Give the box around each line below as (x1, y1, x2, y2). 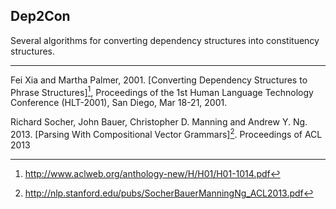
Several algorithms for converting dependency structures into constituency (10, 34, 320, 46)
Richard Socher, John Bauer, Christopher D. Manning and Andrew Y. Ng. (10, 116, 308, 128)
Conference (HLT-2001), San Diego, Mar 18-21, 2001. (10, 97, 228, 109)
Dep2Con (10, 8, 71, 25)
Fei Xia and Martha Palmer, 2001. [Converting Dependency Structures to (10, 74, 308, 86)
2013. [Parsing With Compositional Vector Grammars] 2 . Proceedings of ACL (10, 127, 323, 141)
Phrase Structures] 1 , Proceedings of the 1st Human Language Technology (10, 84, 314, 98)
